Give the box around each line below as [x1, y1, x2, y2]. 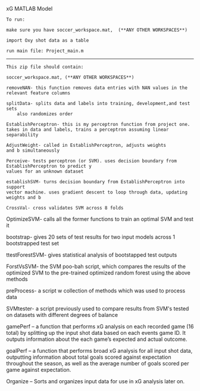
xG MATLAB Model [6, 5, 53, 12]
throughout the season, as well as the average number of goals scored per [6, 360, 189, 367]
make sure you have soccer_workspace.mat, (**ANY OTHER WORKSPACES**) [6, 27, 187, 33]
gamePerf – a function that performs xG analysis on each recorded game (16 [6, 323, 194, 330]
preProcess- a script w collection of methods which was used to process [6, 287, 186, 294]
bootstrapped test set [6, 240, 60, 247]
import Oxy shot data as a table [6, 38, 89, 44]
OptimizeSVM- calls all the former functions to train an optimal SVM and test [6, 215, 193, 223]
